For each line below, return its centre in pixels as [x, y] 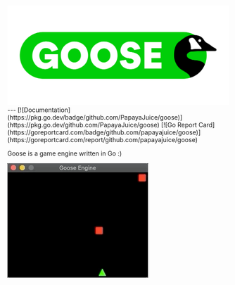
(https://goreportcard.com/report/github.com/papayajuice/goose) [103, 139]
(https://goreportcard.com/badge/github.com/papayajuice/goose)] [104, 132]
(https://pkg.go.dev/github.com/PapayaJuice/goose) [83, 125]
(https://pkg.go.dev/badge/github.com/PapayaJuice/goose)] [95, 117]
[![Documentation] [44, 110]
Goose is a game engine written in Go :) [64, 153]
